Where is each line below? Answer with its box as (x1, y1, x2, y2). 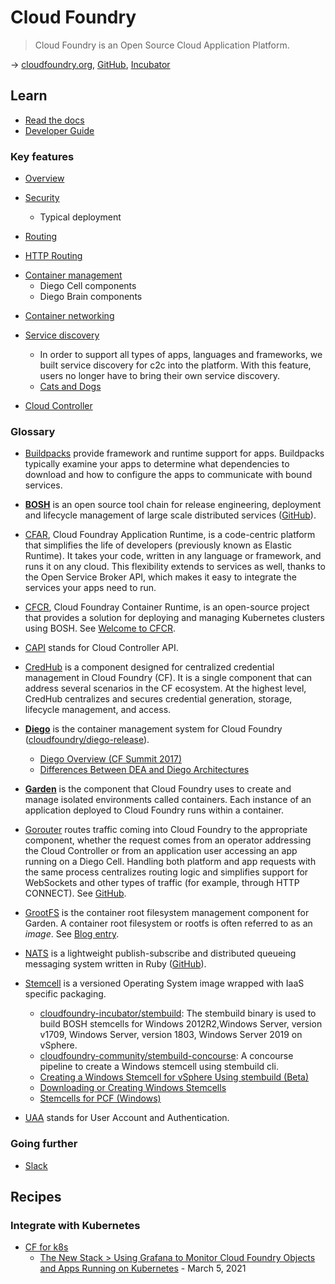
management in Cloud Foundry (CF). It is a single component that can (24, 672, 313, 684)
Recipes (10, 1189, 62, 1206)
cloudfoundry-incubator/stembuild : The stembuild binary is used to (39, 1007, 317, 1020)
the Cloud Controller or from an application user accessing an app (24, 845, 298, 857)
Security (24, 192, 60, 204)
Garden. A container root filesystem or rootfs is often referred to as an (24, 917, 313, 930)
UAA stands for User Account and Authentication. (24, 1112, 230, 1124)
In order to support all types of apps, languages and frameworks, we (39, 349, 323, 361)
